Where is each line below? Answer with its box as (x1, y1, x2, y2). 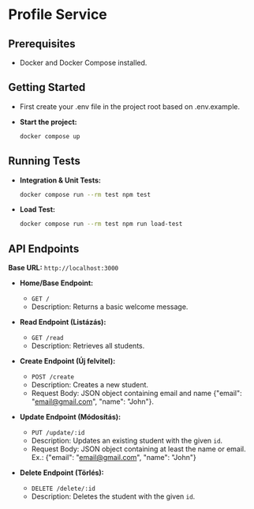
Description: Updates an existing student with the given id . (31, 436, 223, 446)
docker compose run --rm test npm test (19, 190, 151, 198)
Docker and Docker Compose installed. (19, 58, 148, 67)
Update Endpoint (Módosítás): (19, 413, 121, 422)
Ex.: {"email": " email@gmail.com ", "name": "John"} (31, 453, 196, 462)
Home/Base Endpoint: (19, 278, 94, 288)
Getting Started (8, 81, 86, 94)
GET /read (31, 334, 65, 342)
